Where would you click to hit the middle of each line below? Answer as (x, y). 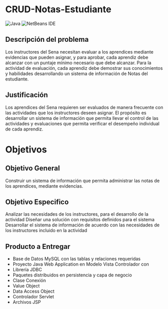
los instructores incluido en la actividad (46, 230)
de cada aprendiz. (24, 129)
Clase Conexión (29, 280)
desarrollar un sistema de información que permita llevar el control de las (82, 118)
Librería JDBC (27, 270)
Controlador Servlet (33, 297)
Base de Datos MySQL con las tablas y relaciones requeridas (77, 259)
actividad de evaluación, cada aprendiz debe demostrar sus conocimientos (84, 68)
